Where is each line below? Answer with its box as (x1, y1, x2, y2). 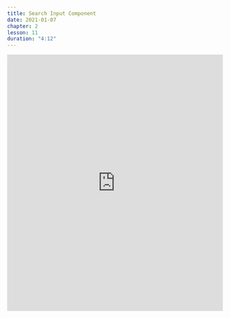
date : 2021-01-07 (7, 16, 57, 23)
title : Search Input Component (7, 10, 97, 17)
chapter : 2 (7, 23, 38, 29)
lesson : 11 (7, 29, 38, 36)
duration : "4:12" (7, 36, 57, 42)
